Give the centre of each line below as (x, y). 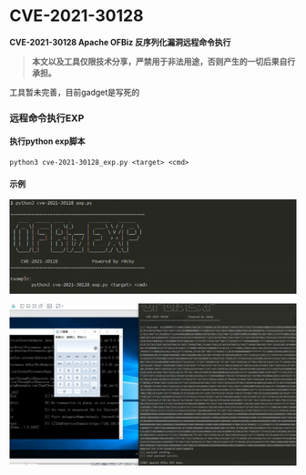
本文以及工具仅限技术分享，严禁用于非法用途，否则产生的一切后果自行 (163, 61)
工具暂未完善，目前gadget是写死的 (75, 92)
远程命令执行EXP (47, 117)
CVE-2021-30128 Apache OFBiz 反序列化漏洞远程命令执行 (120, 42)
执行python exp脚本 (47, 141)
